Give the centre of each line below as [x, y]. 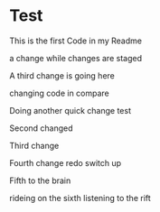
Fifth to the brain [40, 180]
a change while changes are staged [76, 58]
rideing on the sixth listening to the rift [80, 198]
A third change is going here [62, 75]
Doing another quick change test [70, 110]
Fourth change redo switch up [66, 162]
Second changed [42, 128]
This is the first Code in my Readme [76, 41]
